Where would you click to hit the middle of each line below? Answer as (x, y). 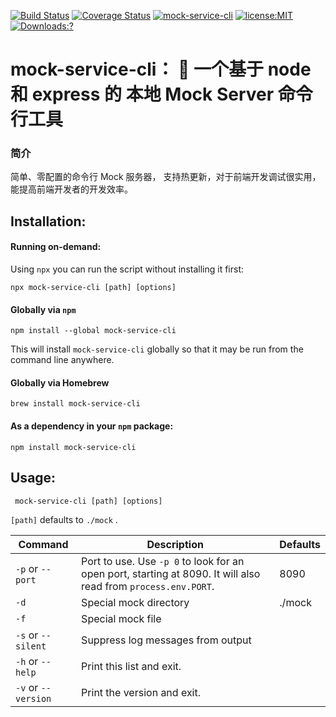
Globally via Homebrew (60, 382)
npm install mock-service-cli (73, 447)
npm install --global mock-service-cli (93, 331)
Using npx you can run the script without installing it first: (127, 269)
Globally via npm (43, 309)
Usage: (33, 478)
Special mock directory (135, 602)
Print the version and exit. (141, 692)
